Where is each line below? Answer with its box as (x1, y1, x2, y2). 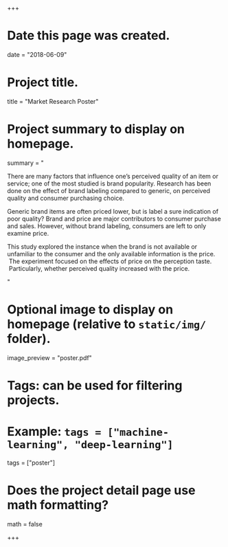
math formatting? (7, 498, 109, 513)
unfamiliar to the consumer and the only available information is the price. (7, 249, 216, 258)
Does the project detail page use (7, 482, 196, 498)
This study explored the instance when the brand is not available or (7, 242, 198, 251)
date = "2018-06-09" (7, 50, 67, 58)
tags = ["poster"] (7, 458, 56, 467)
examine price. (7, 229, 49, 237)
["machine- (107, 426, 170, 439)
